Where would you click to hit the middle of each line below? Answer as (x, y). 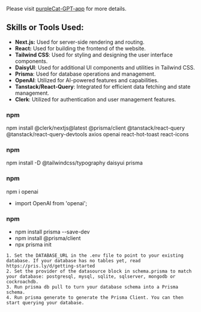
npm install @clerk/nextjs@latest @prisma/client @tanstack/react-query (95, 128)
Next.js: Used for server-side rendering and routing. (80, 42)
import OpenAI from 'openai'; (51, 203)
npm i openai (22, 191)
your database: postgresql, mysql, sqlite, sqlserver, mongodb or (91, 277)
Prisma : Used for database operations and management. (85, 74)
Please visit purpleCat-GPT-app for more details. (67, 9)
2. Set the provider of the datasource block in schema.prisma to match (99, 271)
